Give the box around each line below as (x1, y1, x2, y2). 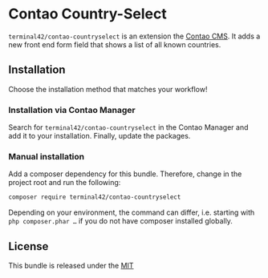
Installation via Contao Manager (8, 104, 136, 115)
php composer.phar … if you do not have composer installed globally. (8, 216, 233, 226)
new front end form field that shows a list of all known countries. (8, 39, 221, 49)
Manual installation (8, 151, 85, 162)
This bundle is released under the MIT (8, 261, 134, 271)
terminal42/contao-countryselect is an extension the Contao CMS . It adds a (8, 31, 261, 41)
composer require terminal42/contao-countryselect (8, 193, 181, 201)
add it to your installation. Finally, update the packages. (8, 131, 191, 141)
